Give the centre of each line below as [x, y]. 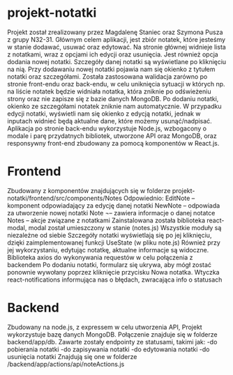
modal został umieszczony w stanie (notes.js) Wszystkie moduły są [125, 227]
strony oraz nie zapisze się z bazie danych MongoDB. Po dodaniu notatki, [113, 98]
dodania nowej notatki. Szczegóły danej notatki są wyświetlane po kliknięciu [117, 61]
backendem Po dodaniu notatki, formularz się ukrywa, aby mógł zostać [109, 265]
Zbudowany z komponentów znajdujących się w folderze [89, 190]
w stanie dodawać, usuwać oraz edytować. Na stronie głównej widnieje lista [117, 47]
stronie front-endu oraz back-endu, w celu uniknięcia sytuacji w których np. [116, 84]
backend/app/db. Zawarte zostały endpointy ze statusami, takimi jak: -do [112, 342]
